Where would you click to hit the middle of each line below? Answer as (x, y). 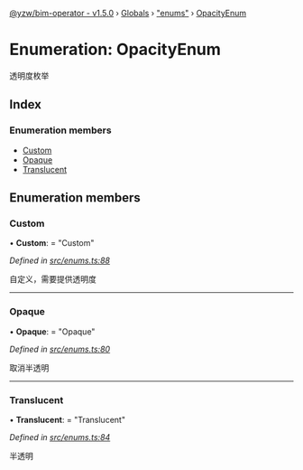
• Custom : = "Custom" (52, 243)
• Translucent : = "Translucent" (68, 419)
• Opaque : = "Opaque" (52, 331)
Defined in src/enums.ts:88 (60, 260)
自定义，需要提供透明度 (53, 279)
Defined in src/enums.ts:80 (60, 349)
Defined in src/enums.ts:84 (60, 437)
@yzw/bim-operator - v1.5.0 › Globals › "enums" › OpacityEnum (128, 13)
